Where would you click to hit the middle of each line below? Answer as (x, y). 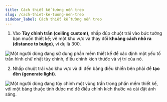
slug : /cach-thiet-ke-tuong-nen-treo (45, 14)
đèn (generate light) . (34, 74)
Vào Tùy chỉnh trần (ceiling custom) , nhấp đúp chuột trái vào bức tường (87, 33)
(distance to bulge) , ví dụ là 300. (47, 44)
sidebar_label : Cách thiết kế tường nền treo (53, 19)
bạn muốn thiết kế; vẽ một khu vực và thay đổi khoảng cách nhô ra (82, 38)
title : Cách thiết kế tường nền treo (45, 10)
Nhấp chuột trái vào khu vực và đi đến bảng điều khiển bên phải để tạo (86, 68)
